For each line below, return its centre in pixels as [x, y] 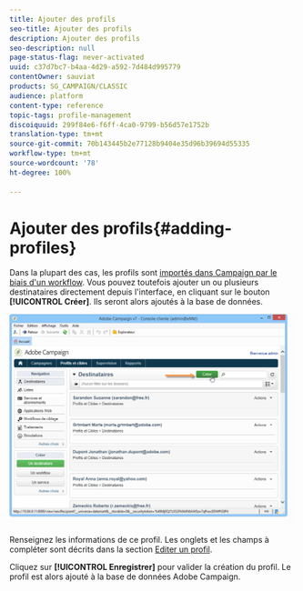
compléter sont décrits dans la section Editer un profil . [111, 549]
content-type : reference [56, 105]
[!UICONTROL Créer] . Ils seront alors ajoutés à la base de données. [136, 302]
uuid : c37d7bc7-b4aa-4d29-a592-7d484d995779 [95, 67]
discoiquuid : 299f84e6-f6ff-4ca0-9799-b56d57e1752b [109, 125]
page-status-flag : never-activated [77, 58]
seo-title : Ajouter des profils [71, 29]
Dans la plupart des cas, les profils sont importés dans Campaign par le [143, 273]
